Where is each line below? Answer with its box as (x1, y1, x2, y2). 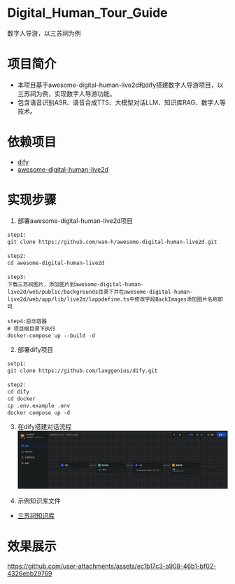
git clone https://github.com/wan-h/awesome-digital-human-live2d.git (7, 238, 218, 245)
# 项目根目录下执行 (7, 325, 56, 332)
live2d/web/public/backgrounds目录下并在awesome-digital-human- (7, 288, 194, 295)
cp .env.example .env (7, 402, 71, 409)
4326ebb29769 (7, 569, 52, 578)
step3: (7, 273, 27, 280)
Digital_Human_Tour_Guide (7, 5, 168, 21)
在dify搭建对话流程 (17, 422, 72, 430)
